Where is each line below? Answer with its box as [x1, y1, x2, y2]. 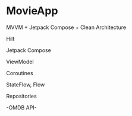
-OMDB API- [6, 104, 37, 111]
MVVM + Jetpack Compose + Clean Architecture [6, 24, 127, 31]
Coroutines [6, 69, 34, 76]
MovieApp [6, 4, 58, 18]
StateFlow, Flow [6, 81, 45, 88]
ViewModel [6, 58, 34, 65]
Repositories [6, 92, 37, 99]
